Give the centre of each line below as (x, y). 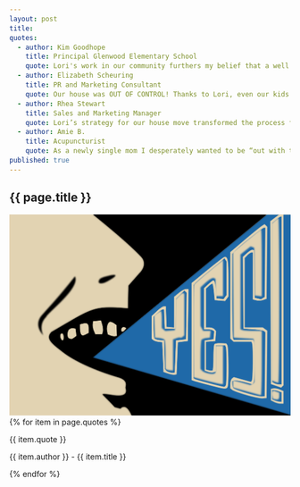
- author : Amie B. (52, 132)
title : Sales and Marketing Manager (94, 113)
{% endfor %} (35, 474)
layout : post (33, 19)
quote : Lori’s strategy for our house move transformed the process (155, 122)
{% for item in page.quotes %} (66, 422)
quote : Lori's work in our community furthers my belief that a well (158, 66)
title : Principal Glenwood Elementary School (112, 57)
